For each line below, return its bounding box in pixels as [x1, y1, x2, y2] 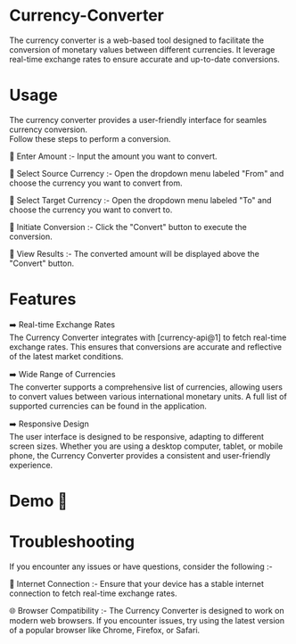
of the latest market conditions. [9, 351, 124, 361]
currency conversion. [9, 124, 87, 135]
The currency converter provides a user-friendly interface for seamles [9, 114, 267, 125]
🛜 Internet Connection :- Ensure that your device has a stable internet [9, 578, 265, 589]
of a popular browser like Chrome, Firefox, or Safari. [9, 624, 201, 635]
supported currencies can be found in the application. [9, 400, 208, 411]
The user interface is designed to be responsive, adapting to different [9, 431, 265, 442]
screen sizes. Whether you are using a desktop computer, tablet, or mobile [9, 441, 284, 451]
